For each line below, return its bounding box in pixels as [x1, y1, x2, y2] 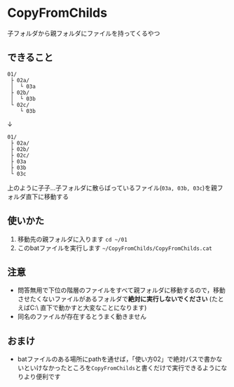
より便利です [23, 372, 61, 381]
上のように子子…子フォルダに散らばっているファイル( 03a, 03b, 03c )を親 [7, 183, 217, 192]
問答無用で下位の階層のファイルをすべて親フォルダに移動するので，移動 [17, 286, 226, 294]
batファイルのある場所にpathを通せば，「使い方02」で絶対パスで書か [17, 355, 216, 363]
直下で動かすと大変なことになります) [40, 303, 147, 312]
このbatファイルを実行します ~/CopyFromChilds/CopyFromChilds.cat [17, 244, 212, 252]
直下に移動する [25, 192, 69, 201]
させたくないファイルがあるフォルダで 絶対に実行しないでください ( [17, 295, 212, 303]
